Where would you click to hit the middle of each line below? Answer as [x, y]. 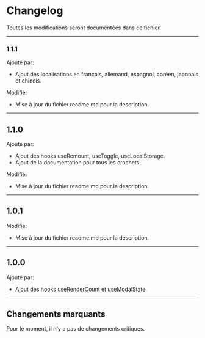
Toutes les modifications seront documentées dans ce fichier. [84, 28]
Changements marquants [56, 314]
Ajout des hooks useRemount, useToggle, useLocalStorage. [90, 156]
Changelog [35, 11]
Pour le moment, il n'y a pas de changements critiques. [76, 329]
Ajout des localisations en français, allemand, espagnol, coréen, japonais [107, 75]
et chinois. [28, 81]
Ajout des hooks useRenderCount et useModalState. [81, 289]
